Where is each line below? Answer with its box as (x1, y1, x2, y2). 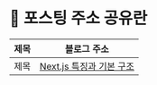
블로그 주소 (64, 42, 110, 55)
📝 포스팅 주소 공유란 (9, 8, 148, 29)
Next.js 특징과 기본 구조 (39, 60, 135, 72)
